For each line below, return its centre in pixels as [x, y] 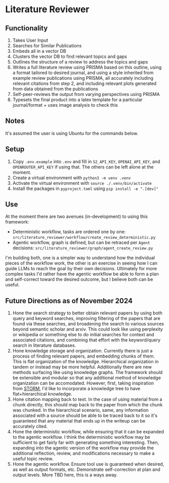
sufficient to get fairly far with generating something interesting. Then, [86, 442]
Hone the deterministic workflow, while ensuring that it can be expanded [88, 432]
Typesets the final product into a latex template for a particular [77, 100]
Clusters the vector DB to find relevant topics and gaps [70, 56]
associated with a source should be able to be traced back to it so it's [85, 415]
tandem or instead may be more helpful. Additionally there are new [82, 367]
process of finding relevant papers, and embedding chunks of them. [84, 356]
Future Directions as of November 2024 [69, 301]
